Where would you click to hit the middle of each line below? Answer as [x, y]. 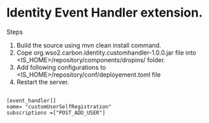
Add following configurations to [61, 67]
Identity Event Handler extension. [104, 13]
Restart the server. [43, 82]
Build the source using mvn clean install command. [89, 45]
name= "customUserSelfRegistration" [59, 106]
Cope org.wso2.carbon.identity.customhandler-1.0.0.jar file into [106, 53]
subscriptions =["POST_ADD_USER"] [56, 113]
